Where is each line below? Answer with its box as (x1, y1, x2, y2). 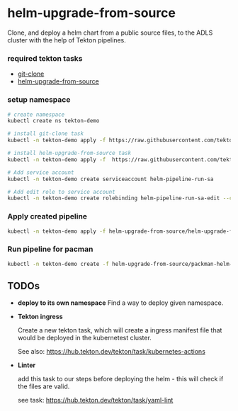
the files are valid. (17, 382, 70, 390)
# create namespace (7, 111, 65, 118)
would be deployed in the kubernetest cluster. (17, 334, 152, 342)
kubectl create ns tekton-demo (7, 117, 100, 125)
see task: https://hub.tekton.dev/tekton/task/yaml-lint (17, 396, 174, 405)
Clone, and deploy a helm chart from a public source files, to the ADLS (7, 28, 213, 37)
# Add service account (7, 168, 74, 176)
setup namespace (7, 95, 71, 105)
